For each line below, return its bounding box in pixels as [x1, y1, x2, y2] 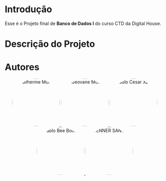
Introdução [5, 4, 52, 15]
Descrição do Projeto [5, 38, 95, 50]
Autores [5, 62, 40, 73]
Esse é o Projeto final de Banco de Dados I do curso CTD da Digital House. [5, 20, 161, 26]
